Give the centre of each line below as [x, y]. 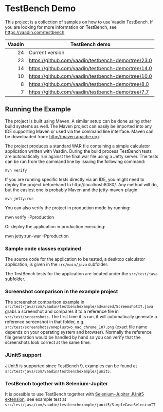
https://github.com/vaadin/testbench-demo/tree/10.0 [90, 76]
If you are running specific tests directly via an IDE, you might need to [75, 179]
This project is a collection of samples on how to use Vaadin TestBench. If [79, 22]
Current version [46, 53]
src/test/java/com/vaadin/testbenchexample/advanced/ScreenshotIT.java [79, 307]
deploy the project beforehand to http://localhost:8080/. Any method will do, [81, 184]
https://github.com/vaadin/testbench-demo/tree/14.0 [90, 68]
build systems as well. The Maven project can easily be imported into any [79, 126]
